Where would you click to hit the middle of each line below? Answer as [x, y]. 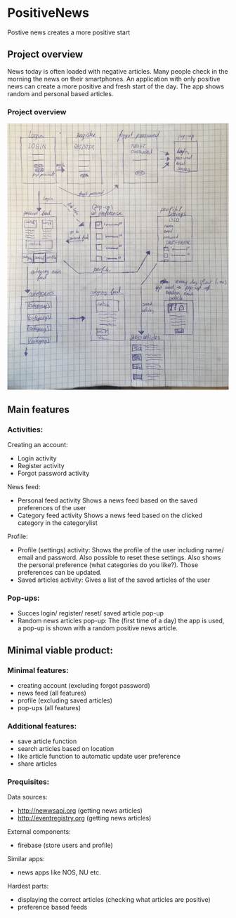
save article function [47, 741]
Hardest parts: [28, 886]
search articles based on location [66, 749]
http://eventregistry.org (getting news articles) [84, 818]
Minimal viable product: [60, 650]
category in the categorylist [57, 523]
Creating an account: [38, 444]
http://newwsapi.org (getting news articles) [80, 811]
